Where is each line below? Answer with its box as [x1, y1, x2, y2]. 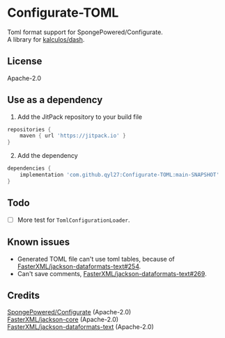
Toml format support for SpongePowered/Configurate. [7, 28, 164, 36]
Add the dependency [17, 152, 78, 160]
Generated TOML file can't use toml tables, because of [17, 255, 176, 263]
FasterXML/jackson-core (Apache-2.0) [7, 315, 119, 324]
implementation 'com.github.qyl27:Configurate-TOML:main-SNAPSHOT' [20, 172, 219, 179]
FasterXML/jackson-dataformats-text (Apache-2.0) [7, 323, 155, 331]
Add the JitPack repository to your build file [17, 113, 143, 121]
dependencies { [7, 165, 52, 172]
